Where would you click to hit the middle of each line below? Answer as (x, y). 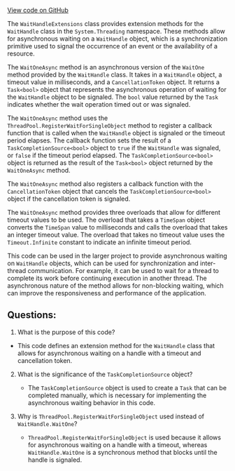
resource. (21, 53)
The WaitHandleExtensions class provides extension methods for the (106, 24)
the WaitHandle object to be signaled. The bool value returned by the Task (113, 97)
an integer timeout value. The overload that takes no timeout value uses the (116, 235)
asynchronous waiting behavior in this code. (92, 402)
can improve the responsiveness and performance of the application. (107, 293)
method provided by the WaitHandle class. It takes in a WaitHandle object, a (115, 74)
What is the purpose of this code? (66, 332)
